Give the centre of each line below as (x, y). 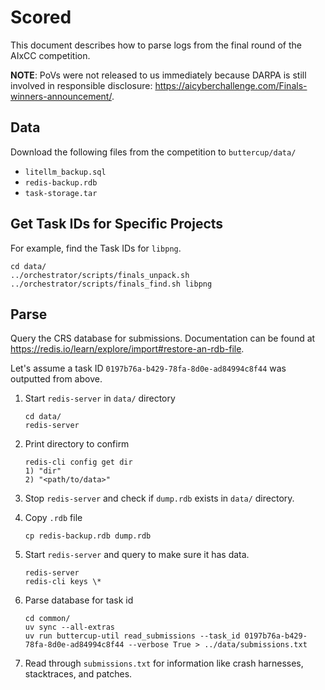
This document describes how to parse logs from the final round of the (156, 45)
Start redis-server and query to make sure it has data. (137, 555)
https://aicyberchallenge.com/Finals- (231, 85)
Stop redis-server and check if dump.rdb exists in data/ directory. (159, 498)
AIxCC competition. (50, 55)
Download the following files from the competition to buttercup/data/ (153, 152)
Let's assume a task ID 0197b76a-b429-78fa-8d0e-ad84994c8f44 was (148, 368)
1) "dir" (43, 471)
